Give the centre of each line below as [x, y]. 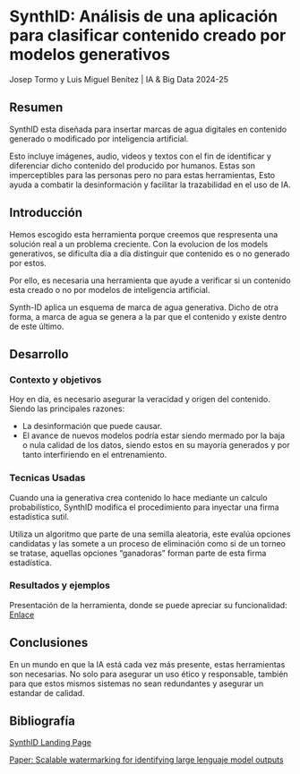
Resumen [36, 108]
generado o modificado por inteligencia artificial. [99, 138]
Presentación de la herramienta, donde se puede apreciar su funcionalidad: [149, 605]
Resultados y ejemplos [60, 586]
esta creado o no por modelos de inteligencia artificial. [110, 289]
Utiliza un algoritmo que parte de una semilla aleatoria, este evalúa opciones [150, 534]
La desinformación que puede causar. [92, 426]
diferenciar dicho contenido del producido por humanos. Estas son [133, 165]
